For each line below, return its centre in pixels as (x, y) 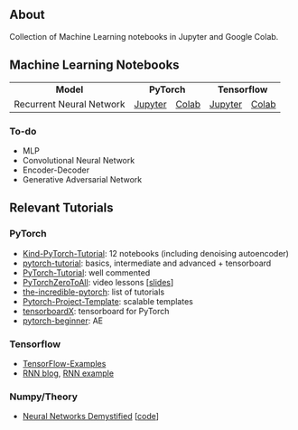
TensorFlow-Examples (64, 363)
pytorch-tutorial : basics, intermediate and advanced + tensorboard (147, 263)
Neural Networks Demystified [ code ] (91, 416)
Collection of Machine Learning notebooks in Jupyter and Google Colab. (144, 36)
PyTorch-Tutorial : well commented (86, 272)
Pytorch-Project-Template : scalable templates (108, 301)
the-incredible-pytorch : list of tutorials (93, 292)
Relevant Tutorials (62, 208)
